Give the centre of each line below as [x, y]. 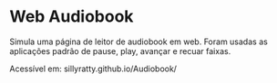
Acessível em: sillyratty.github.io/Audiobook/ [93, 69]
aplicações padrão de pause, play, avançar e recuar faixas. [120, 51]
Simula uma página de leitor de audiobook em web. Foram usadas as [139, 41]
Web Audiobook [72, 17]
